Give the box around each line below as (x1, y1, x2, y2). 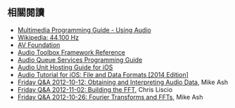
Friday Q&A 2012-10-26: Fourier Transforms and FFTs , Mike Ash (17, 93, 203, 101)
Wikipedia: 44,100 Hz (17, 33, 80, 41)
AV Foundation (17, 41, 61, 49)
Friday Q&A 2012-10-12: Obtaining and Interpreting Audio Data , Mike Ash (17, 78, 229, 86)
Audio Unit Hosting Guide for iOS (17, 62, 113, 72)
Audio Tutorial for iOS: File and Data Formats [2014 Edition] (17, 70, 189, 79)
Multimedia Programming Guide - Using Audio (17, 25, 151, 34)
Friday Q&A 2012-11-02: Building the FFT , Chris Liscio (17, 85, 173, 93)
